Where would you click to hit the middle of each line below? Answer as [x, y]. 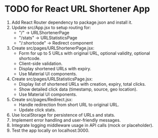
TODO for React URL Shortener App [77, 9]
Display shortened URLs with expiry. [55, 68]
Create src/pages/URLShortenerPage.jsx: [53, 48]
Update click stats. [37, 109]
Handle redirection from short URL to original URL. [69, 105]
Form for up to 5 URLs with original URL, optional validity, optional [84, 53]
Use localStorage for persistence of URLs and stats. [63, 115]
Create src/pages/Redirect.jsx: [42, 99]
